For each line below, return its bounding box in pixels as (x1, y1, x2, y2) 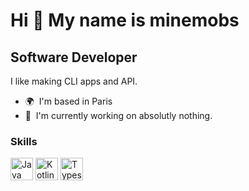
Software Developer (10, 49, 138, 66)
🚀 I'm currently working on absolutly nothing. (24, 110, 213, 121)
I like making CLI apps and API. (10, 75, 138, 87)
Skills (10, 134, 38, 148)
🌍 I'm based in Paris (24, 95, 113, 107)
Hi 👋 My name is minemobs (10, 9, 240, 32)
